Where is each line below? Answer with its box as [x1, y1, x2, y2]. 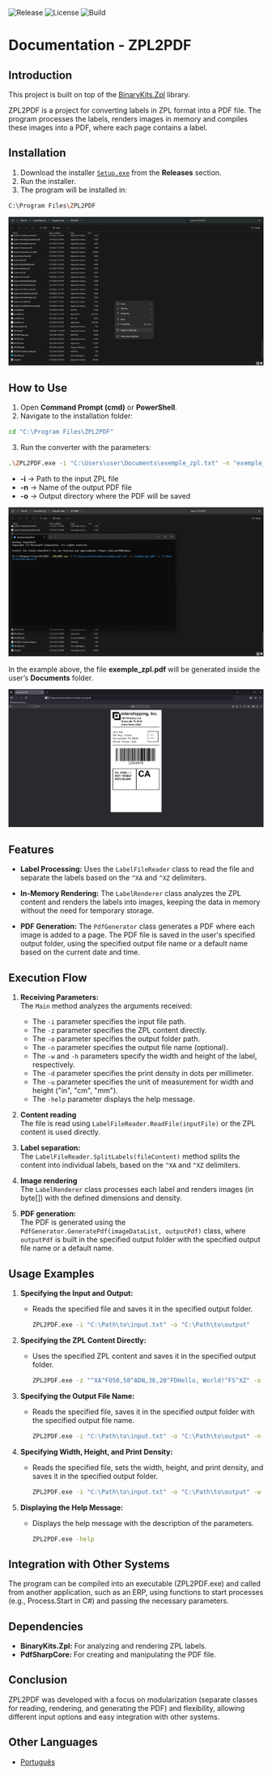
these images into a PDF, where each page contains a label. [8, 122, 208, 132]
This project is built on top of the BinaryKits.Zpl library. [8, 90, 190, 99]
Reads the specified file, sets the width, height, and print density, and [32, 1462, 264, 1472]
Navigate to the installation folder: [19, 411, 134, 421]
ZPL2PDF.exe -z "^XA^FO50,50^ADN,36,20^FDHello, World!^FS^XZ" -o [32, 1376, 261, 1384]
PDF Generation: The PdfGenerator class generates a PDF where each [19, 921, 255, 932]
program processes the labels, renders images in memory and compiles [8, 114, 249, 123]
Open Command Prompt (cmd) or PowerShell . [19, 402, 178, 413]
